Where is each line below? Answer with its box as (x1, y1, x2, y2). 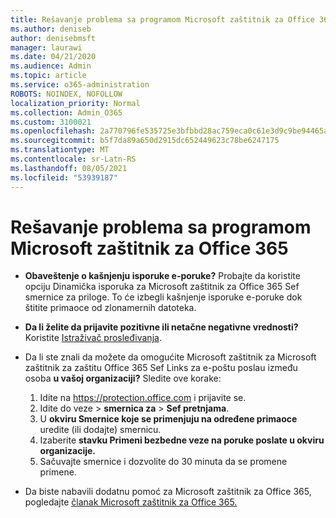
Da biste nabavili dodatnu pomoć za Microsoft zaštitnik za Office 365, (24, 486, 312, 498)
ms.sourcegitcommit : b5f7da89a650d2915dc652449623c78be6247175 (10, 136, 280, 146)
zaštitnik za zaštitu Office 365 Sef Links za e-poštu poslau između (24, 362, 298, 374)
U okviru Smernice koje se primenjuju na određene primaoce (39, 413, 298, 425)
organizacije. (39, 445, 97, 457)
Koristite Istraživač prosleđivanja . (24, 332, 162, 344)
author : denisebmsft (10, 33, 97, 43)
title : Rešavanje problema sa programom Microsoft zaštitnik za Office (10, 14, 315, 25)
